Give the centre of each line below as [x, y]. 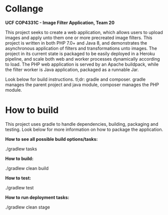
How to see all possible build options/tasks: [51, 139]
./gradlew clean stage [28, 207]
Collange [24, 9]
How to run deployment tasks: [37, 197]
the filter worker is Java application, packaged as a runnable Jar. [72, 69]
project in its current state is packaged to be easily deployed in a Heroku [80, 54]
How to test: [18, 178]
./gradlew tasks [21, 149]
